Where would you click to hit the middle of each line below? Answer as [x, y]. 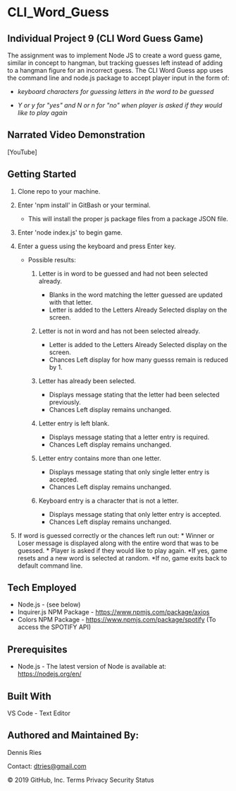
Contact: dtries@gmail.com [47, 766]
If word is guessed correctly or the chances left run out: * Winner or [116, 535]
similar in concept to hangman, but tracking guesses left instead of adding [115, 63]
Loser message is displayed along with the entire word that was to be [118, 543]
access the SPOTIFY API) [54, 627]
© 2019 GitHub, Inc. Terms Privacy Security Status [81, 780]
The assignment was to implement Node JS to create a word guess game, [114, 55]
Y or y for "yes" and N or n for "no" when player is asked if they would [120, 105]
